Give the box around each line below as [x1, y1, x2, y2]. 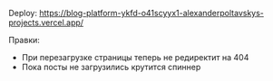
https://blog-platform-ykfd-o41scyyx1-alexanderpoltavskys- [39, 8, 265, 18]
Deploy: [8, 8, 38, 18]
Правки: [8, 35, 40, 45]
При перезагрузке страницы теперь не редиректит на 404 [21, 52, 249, 62]
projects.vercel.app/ [8, 17, 83, 28]
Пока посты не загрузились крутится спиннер [21, 62, 201, 72]
